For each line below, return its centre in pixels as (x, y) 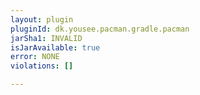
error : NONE (35, 57)
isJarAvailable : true (55, 47)
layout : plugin (42, 19)
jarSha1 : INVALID (46, 38)
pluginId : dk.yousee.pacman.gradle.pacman (100, 29)
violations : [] (42, 66)
